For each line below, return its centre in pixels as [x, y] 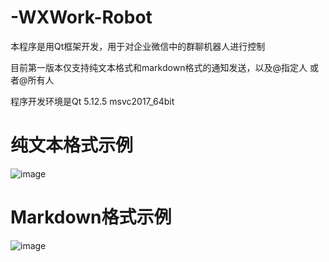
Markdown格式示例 [91, 217]
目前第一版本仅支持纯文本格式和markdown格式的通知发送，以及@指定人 [159, 67]
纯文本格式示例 [72, 145]
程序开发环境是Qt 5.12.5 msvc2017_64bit [92, 101]
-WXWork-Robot [81, 17]
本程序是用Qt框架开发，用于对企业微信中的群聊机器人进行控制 [138, 46]
